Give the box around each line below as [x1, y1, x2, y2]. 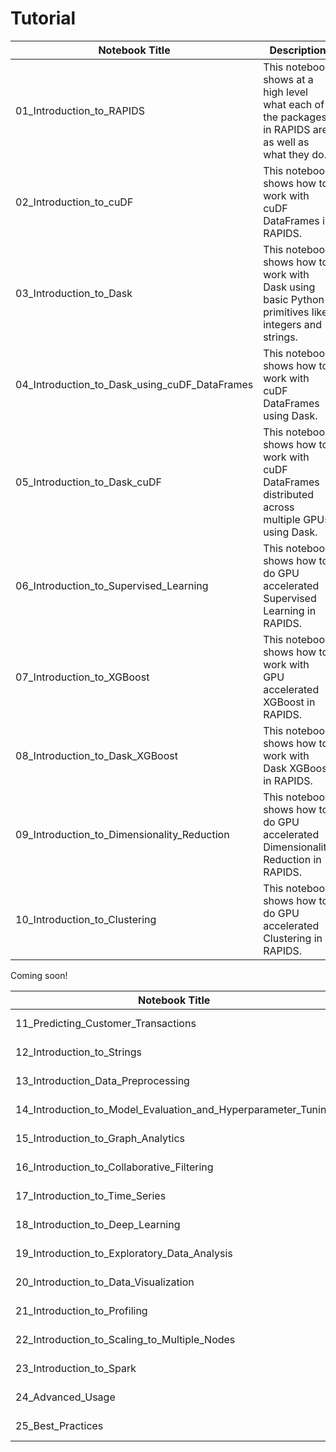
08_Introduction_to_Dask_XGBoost [15, 748, 178, 762]
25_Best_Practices [15, 1418, 104, 1432]
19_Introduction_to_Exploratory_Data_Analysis [15, 1246, 233, 1260]
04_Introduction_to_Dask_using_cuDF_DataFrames [15, 377, 254, 391]
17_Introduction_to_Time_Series [15, 1188, 167, 1202]
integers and [263, 317, 323, 331]
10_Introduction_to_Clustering [15, 912, 157, 926]
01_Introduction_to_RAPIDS [15, 103, 145, 117]
